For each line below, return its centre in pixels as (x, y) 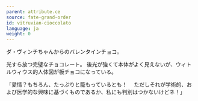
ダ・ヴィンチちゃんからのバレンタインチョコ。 (64, 52)
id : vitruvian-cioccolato (39, 23)
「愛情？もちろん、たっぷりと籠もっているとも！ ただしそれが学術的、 (97, 85)
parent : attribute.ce (33, 12)
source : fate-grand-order (39, 17)
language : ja (23, 28)
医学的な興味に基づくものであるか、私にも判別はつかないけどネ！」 (101, 92)
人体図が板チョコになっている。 (77, 72)
